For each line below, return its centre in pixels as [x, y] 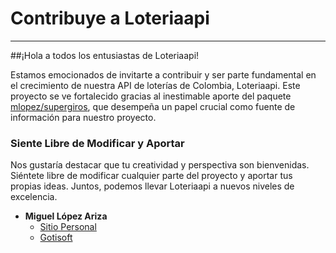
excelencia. [34, 197]
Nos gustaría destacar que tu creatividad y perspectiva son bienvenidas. [160, 165]
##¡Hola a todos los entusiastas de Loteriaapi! [105, 55]
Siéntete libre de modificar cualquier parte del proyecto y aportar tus [151, 176]
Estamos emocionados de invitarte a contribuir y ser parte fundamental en [163, 74]
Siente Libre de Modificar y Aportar [97, 143]
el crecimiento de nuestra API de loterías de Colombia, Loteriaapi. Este [155, 85]
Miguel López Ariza [66, 216]
